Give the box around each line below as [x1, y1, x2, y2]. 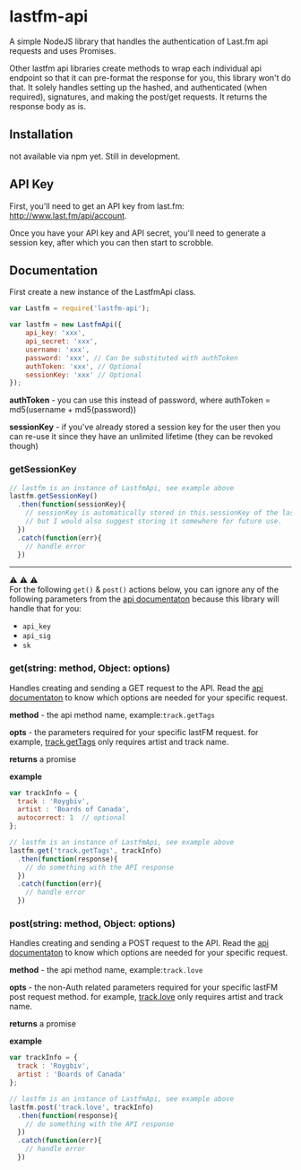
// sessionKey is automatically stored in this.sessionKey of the [25, 508, 279, 517]
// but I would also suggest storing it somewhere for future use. [25, 517, 282, 526]
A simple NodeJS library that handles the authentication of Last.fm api [9, 36, 269, 47]
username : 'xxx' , [25, 345, 90, 354]
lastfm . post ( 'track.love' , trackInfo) [9, 1103, 154, 1112]
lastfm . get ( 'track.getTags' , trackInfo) [9, 845, 163, 855]
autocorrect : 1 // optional [17, 813, 126, 822]
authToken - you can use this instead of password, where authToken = [9, 394, 271, 405]
